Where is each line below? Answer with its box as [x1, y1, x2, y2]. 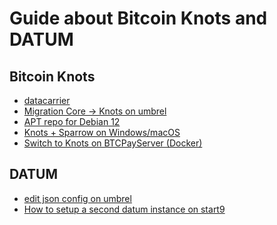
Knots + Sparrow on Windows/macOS [23, 127, 181, 138]
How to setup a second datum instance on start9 [23, 203, 226, 215]
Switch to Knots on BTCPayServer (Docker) [23, 137, 203, 149]
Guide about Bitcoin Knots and [9, 7, 268, 30]
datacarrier [23, 95, 71, 106]
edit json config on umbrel [23, 192, 132, 204]
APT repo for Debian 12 [23, 116, 121, 127]
